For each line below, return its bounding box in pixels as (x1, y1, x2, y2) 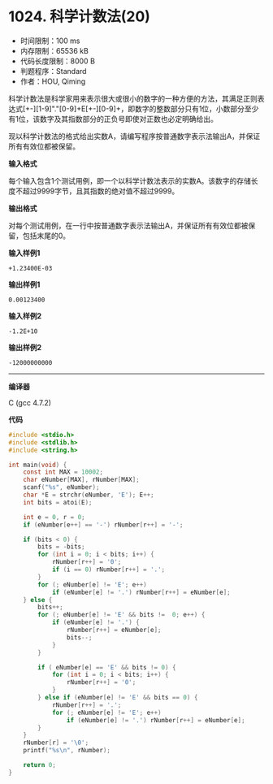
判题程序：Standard (19, 66, 87, 76)
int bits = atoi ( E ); (23, 498, 93, 506)
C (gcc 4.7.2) (8, 397, 51, 407)
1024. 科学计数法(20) (8, 7, 150, 26)
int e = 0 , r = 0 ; (23, 513, 85, 521)
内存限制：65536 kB (19, 45, 89, 55)
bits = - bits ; (37, 543, 85, 551)
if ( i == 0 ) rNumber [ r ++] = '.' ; (51, 565, 166, 574)
